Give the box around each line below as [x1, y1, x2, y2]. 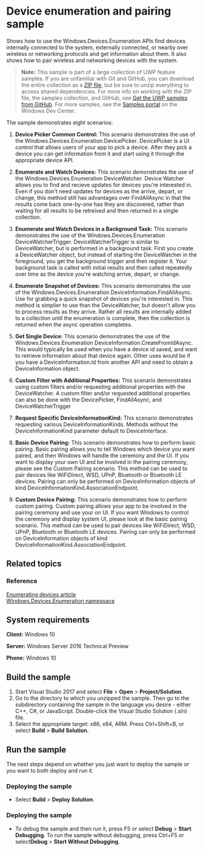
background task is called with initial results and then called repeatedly [15, 264, 193, 271]
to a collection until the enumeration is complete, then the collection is [15, 314, 190, 321]
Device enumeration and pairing [6, 4, 171, 18]
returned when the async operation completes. [15, 321, 133, 328]
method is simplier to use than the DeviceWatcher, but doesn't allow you [15, 301, 196, 309]
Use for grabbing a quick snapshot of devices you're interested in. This [15, 295, 193, 302]
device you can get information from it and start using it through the [15, 150, 185, 157]
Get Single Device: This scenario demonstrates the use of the [15, 332, 170, 340]
